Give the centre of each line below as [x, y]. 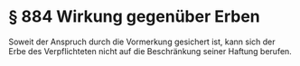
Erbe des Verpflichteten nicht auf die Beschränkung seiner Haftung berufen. [150, 51]
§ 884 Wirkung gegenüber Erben [135, 17]
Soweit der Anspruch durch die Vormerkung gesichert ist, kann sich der [142, 42]
